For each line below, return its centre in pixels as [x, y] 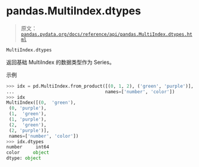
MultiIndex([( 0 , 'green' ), [41, 103]
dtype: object [24, 158]
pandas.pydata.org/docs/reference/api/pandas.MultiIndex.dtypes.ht [106, 34]
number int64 [28, 147]
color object [28, 153]
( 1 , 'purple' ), [27, 120]
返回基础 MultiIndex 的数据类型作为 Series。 [60, 62]
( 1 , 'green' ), [27, 114]
